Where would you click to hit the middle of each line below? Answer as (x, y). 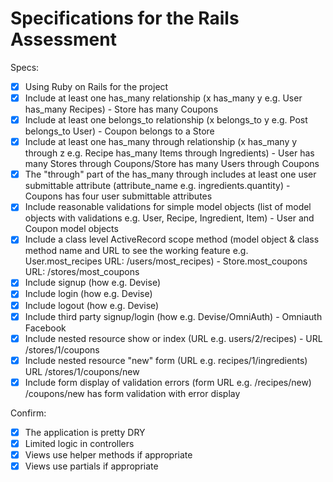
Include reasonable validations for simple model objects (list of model (168, 207)
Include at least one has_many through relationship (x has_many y (161, 142)
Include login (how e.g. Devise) (88, 294)
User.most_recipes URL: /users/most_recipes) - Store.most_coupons (166, 261)
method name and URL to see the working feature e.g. (136, 251)
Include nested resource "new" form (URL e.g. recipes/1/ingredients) (166, 360)
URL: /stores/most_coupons (82, 272)
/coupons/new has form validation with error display (132, 393)
